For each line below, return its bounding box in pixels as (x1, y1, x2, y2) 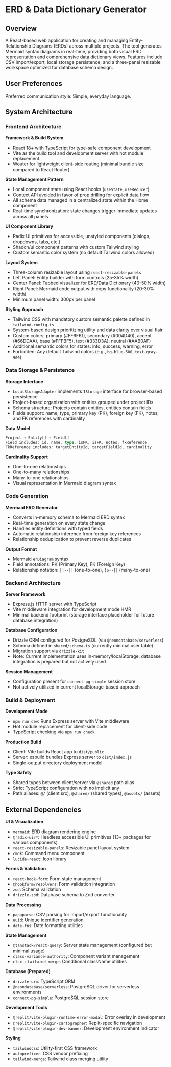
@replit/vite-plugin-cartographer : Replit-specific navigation (12, 1020, 142, 1026)
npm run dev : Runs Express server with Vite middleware (12, 718, 129, 724)
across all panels (12, 213, 48, 219)
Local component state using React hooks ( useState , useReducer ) (12, 186, 150, 192)
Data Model (5, 425, 31, 431)
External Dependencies (5, 805, 82, 814)
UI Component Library (5, 223, 54, 229)
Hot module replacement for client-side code (12, 724, 108, 730)
